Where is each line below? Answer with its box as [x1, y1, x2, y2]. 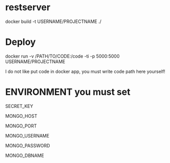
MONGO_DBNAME [5, 152, 44, 158]
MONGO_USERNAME [5, 132, 50, 139]
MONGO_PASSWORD [5, 142, 50, 149]
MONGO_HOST [5, 113, 38, 119]
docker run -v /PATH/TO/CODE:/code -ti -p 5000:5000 [5, 53, 120, 59]
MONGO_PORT [5, 123, 37, 129]
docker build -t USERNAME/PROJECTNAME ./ [5, 18, 101, 24]
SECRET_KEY [5, 103, 33, 109]
